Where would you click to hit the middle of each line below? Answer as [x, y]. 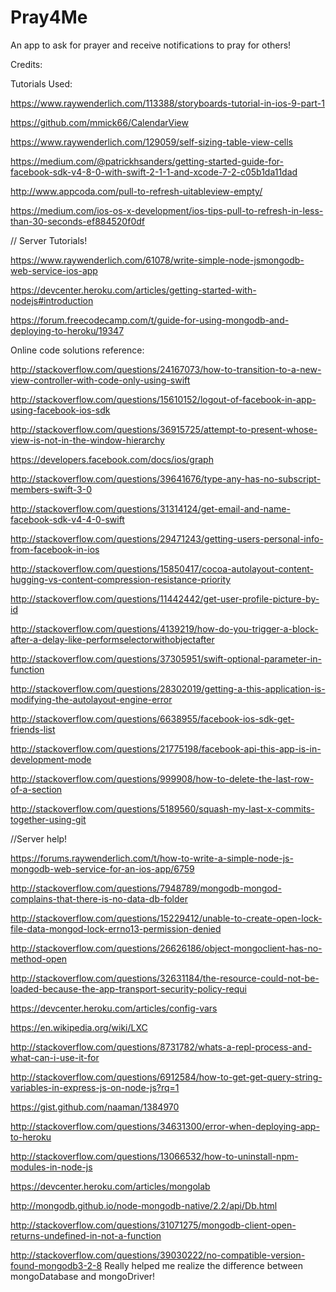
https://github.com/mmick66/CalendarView [99, 122]
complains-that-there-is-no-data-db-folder [99, 898]
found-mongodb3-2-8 [56, 1265]
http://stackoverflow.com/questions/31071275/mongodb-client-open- [153, 1225]
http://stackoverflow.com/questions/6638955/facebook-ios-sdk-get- [152, 718]
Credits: [26, 64]
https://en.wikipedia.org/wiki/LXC [79, 1027]
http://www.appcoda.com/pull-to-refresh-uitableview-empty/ [136, 191]
